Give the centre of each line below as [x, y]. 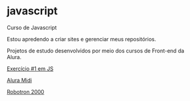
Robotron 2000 [25, 91]
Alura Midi [19, 80]
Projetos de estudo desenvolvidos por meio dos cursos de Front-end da [96, 51]
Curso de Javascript [32, 27]
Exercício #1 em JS [30, 68]
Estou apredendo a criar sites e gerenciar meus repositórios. [82, 39]
